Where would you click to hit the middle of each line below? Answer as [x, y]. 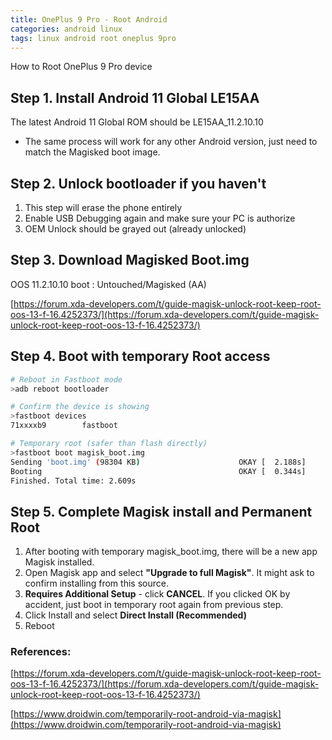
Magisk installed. [59, 562]
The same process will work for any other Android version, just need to [171, 142]
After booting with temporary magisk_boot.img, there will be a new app [171, 552]
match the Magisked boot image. [92, 152]
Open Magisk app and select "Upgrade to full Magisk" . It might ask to [169, 573]
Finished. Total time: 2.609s [73, 481]
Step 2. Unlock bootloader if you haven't [138, 183]
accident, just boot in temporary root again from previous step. [154, 605]
